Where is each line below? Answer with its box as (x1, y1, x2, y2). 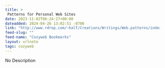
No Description (5, 57, 36, 63)
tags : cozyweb (5, 44, 34, 49)
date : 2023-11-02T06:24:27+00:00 (5, 16, 74, 21)
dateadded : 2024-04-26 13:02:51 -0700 (5, 21, 84, 26)
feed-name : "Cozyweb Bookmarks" (5, 35, 71, 40)
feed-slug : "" (5, 30, 34, 35)
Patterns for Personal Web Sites (7, 12, 76, 17)
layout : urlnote (5, 39, 38, 44)
